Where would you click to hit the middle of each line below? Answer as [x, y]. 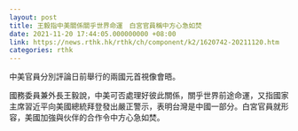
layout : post [33, 17]
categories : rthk [41, 50]
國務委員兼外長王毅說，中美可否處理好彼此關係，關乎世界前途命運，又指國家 [149, 96]
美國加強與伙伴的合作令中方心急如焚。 [94, 118]
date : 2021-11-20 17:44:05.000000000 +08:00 [93, 34]
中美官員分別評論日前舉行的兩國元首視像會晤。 [94, 77]
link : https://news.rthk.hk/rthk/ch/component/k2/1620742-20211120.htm [144, 42]
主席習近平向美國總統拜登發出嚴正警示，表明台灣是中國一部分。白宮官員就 [145, 106]
